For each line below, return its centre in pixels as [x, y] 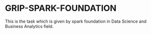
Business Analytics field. [29, 26]
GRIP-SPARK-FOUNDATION [61, 8]
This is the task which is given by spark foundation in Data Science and [76, 21]
